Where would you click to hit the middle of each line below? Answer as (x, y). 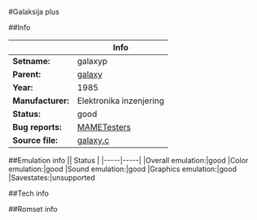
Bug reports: (37, 127)
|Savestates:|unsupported (52, 177)
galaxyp (92, 61)
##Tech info (28, 193)
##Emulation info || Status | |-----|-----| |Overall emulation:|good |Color (128, 160)
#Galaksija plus (34, 12)
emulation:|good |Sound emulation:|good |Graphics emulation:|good (123, 169)
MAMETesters (104, 127)
